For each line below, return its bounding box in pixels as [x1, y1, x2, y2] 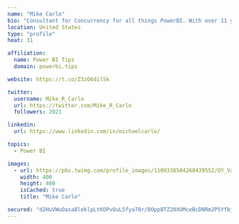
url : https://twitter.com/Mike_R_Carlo [14, 102, 132, 109]
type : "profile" [7, 30, 55, 38]
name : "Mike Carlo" [7, 10, 65, 18]
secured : [7, 206, 33, 213]
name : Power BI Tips [14, 56, 75, 64]
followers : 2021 [14, 108, 62, 116]
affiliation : [7, 50, 46, 57]
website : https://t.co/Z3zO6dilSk [7, 75, 110, 82]
